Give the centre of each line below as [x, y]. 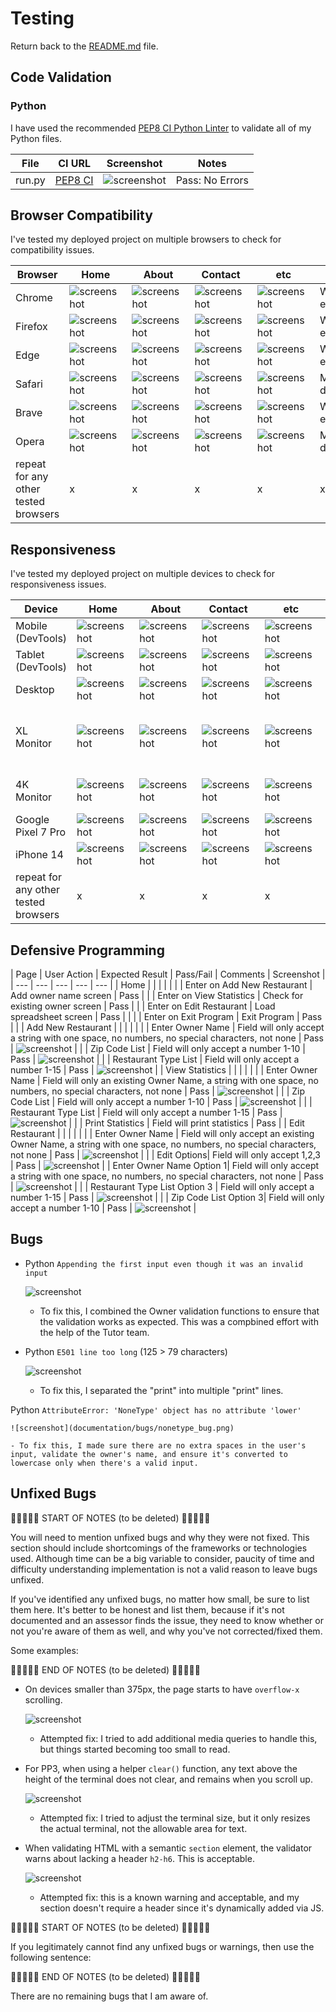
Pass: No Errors [212, 180]
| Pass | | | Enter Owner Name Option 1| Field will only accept [165, 1166]
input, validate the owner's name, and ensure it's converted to [149, 1454]
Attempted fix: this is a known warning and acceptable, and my [169, 1897]
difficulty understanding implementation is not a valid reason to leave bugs [164, 1569]
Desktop [35, 690]
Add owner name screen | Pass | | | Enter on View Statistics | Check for [157, 996]
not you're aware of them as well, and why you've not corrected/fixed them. [166, 1631]
